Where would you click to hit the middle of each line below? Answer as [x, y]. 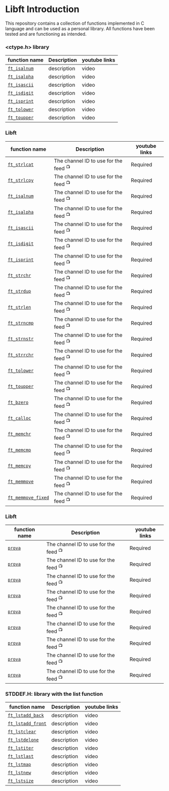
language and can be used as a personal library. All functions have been [80, 28]
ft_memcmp [19, 450]
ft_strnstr [21, 339]
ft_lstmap [19, 765]
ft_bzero [18, 402]
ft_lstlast [21, 756]
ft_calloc [19, 418]
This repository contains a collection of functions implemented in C [75, 23]
